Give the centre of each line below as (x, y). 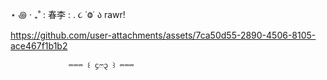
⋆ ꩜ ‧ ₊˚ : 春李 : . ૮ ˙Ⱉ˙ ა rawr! (68, 14)
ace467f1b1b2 (39, 46)
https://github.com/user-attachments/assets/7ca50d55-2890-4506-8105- (163, 35)
